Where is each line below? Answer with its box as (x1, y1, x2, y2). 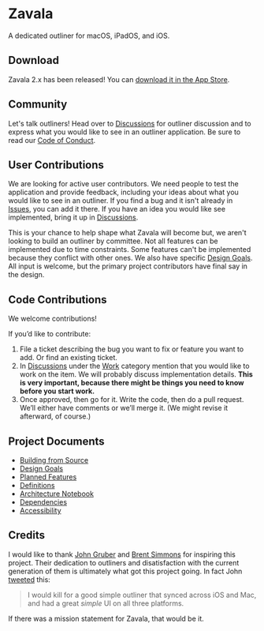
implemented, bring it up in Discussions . (8, 212, 139, 222)
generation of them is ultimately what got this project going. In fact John (8, 566, 243, 576)
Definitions (19, 481, 55, 490)
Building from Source (19, 456, 89, 464)
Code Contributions (8, 293, 108, 306)
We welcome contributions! (8, 314, 97, 324)
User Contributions (8, 158, 105, 171)
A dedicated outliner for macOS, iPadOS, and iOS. (8, 31, 170, 40)
